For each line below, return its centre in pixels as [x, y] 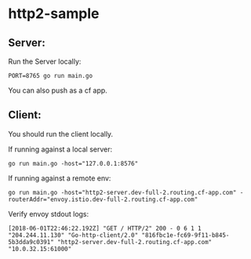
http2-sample [54, 14]
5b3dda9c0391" [31, 242]
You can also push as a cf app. [58, 90]
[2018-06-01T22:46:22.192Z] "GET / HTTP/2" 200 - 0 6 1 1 [105, 228]
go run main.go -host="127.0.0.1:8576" [73, 163]
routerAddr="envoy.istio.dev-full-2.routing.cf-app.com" [103, 199]
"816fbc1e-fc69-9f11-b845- [186, 235]
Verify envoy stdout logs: [49, 213]
